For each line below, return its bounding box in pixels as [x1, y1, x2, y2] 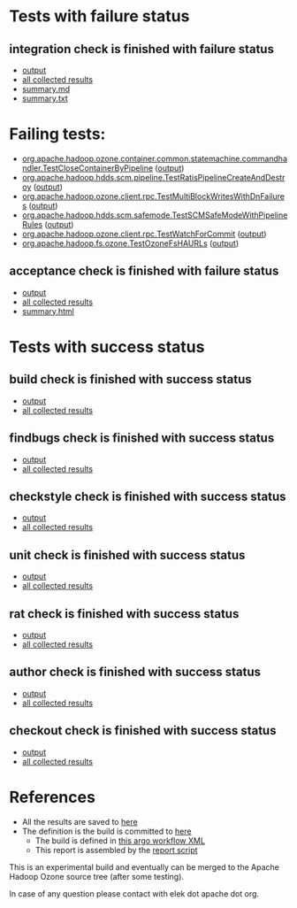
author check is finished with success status [9, 665, 262, 680]
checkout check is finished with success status [9, 723, 277, 738]
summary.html [21, 305, 75, 316]
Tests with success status [9, 336, 205, 357]
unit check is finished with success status [9, 547, 246, 563]
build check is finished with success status [9, 372, 252, 387]
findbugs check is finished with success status [9, 431, 275, 446]
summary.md [21, 84, 71, 94]
